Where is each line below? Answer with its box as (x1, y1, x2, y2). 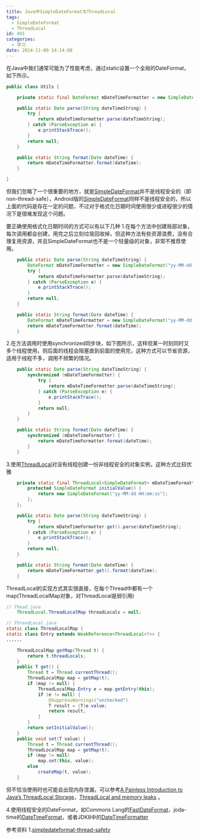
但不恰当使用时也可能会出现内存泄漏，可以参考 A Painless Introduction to (6, 786, 183, 793)
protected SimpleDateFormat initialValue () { (27, 485, 142, 491)
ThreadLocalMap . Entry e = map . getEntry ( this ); (37, 686, 155, 692)
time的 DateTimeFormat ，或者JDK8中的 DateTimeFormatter (6, 813, 149, 821)
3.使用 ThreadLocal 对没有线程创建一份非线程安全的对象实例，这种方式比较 (6, 460, 187, 468)
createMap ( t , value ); (37, 769, 92, 775)
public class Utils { (6, 84, 60, 90)
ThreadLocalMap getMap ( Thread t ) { (17, 647, 105, 654)
